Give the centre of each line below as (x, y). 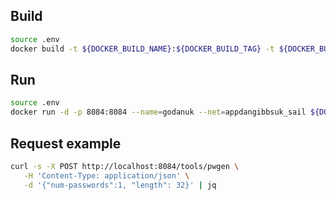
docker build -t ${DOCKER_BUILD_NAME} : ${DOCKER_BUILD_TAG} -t (142, 49)
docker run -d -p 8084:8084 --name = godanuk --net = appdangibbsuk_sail (158, 112)
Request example (66, 143)
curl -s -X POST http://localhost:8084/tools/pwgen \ (125, 166)
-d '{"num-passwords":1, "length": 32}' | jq (120, 185)
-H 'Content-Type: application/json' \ (106, 175)
